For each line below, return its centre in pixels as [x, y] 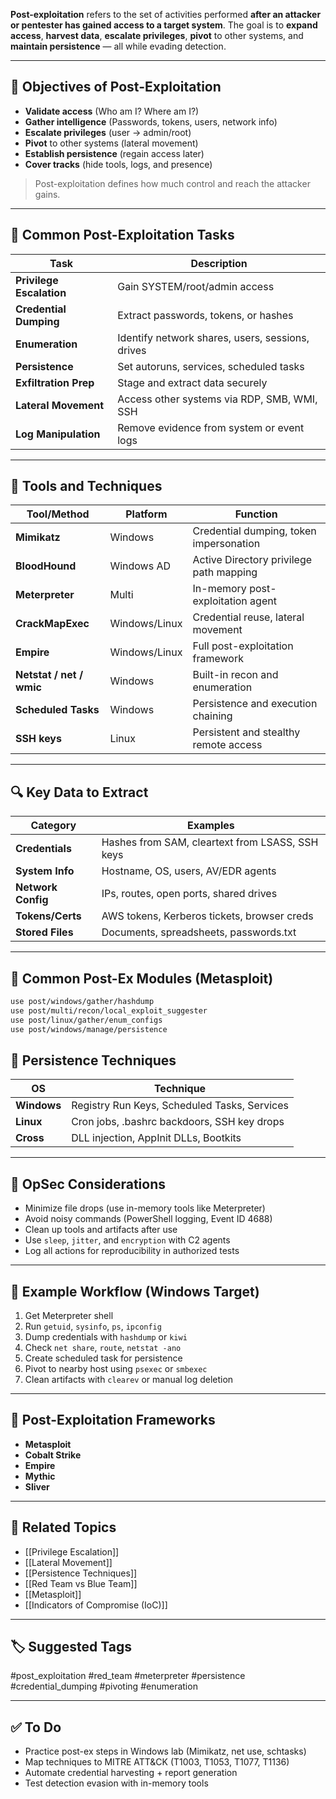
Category [53, 826]
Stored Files [44, 932]
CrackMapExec [52, 624]
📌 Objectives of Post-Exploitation [116, 87]
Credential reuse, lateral [248, 617]
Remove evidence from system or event [211, 427]
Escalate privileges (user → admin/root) [108, 132]
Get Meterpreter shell [69, 1315]
